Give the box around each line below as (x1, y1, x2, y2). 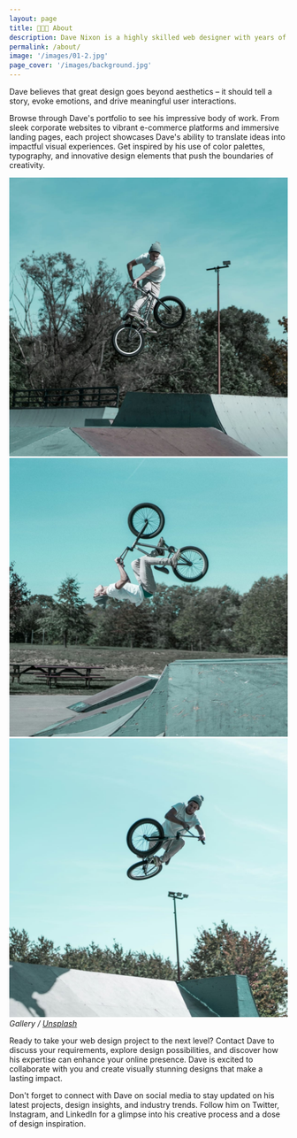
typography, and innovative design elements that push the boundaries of (9, 150, 274, 161)
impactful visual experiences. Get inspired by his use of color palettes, (9, 142, 265, 151)
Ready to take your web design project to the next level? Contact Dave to (9, 1035, 275, 1046)
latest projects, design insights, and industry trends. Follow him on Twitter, (9, 1100, 280, 1110)
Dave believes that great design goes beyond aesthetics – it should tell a (9, 87, 272, 96)
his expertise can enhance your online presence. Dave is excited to (9, 1054, 254, 1065)
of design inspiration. (9, 1119, 87, 1128)
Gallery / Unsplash (9, 1019, 78, 1028)
